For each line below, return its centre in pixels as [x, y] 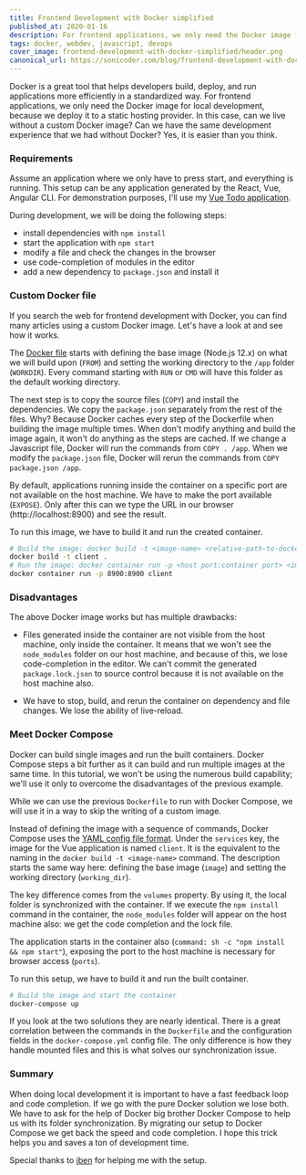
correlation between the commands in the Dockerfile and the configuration [151, 1031]
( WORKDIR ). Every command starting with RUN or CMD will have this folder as [147, 372]
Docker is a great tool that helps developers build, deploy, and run [133, 86]
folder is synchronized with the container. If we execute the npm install [144, 904]
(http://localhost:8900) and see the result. [88, 514]
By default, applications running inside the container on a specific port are [148, 485]
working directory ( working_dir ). [71, 876]
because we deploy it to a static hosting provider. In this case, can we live [148, 115]
